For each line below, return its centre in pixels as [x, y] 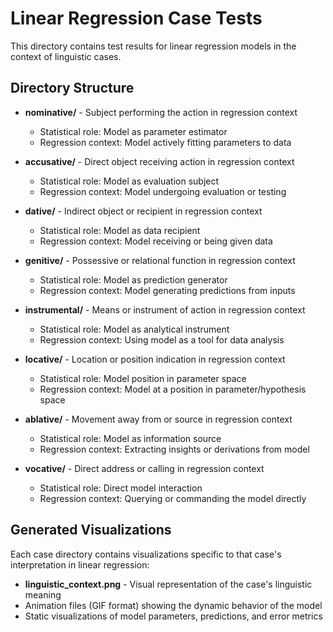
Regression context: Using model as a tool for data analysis [162, 339]
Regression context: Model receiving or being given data [156, 241]
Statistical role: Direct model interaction [121, 488]
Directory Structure [72, 88]
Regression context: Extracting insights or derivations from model [174, 449]
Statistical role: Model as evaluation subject [129, 181]
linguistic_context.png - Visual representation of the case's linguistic [168, 584]
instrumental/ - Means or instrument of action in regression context [165, 309]
